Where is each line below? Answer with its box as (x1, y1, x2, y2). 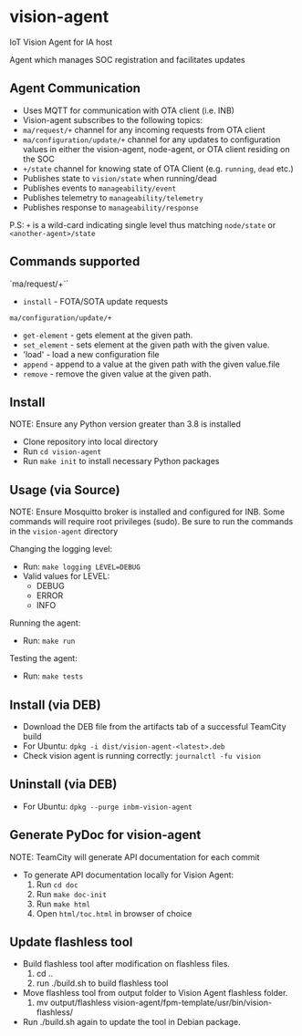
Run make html (36, 898, 91, 909)
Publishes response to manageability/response (22, 202, 199, 212)
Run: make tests (22, 670, 84, 681)
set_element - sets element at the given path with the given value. (22, 339, 270, 350)
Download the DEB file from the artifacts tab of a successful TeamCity (22, 721, 286, 731)
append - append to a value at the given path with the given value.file (22, 358, 280, 369)
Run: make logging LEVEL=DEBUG (22, 561, 141, 572)
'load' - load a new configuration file (22, 348, 160, 359)
